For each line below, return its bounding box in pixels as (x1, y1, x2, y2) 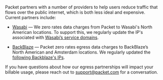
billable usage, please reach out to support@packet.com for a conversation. (5, 69, 158, 75)
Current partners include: (5, 15, 56, 20)
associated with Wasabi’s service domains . (12, 34, 99, 40)
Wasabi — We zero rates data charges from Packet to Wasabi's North (12, 24, 153, 30)
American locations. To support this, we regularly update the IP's (12, 29, 143, 35)
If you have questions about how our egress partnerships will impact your (5, 64, 154, 70)
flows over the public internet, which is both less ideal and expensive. (5, 9, 145, 15)
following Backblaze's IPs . (12, 54, 65, 60)
